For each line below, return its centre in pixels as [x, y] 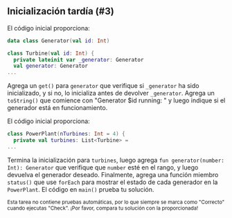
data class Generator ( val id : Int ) [59, 41]
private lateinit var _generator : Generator [79, 60]
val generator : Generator [51, 66]
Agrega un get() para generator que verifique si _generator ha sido [103, 86]
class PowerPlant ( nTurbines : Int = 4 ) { [66, 134]
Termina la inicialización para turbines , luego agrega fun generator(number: [116, 160]
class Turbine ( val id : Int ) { [51, 53]
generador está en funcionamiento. [57, 108]
